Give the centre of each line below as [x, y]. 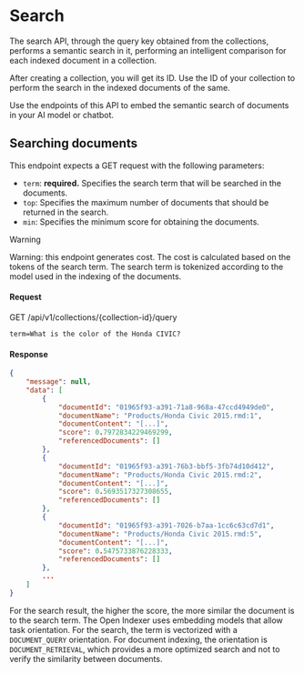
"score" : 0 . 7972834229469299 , [115, 433]
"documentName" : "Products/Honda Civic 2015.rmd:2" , [160, 475]
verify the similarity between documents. [86, 658]
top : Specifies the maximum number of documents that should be [146, 202]
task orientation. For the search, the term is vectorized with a [124, 629]
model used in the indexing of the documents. [96, 276]
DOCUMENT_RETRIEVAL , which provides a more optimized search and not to [145, 649]
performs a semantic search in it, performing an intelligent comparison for [148, 50]
